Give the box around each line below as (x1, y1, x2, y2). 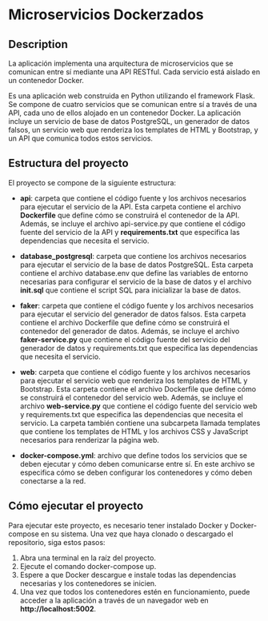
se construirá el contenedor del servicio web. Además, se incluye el (19, 392, 244, 402)
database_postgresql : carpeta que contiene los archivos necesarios (19, 251, 246, 261)
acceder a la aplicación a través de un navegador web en (19, 595, 210, 605)
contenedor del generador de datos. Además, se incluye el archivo (19, 326, 240, 336)
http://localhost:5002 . (19, 603, 97, 613)
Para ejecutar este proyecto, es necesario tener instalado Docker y (8, 520, 229, 530)
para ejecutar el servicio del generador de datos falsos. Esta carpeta (19, 309, 246, 319)
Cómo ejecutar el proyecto (8, 500, 144, 513)
